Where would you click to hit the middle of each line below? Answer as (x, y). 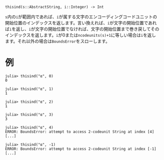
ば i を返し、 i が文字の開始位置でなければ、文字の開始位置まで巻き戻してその (82, 29)
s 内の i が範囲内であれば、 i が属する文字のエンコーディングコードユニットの (81, 17)
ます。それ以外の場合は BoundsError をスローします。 (58, 41)
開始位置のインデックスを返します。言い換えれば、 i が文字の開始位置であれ (81, 23)
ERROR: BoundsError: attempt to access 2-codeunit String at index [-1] (81, 149)
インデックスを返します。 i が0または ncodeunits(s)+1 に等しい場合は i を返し (81, 35)
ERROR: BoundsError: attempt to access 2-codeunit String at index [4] (80, 132)
